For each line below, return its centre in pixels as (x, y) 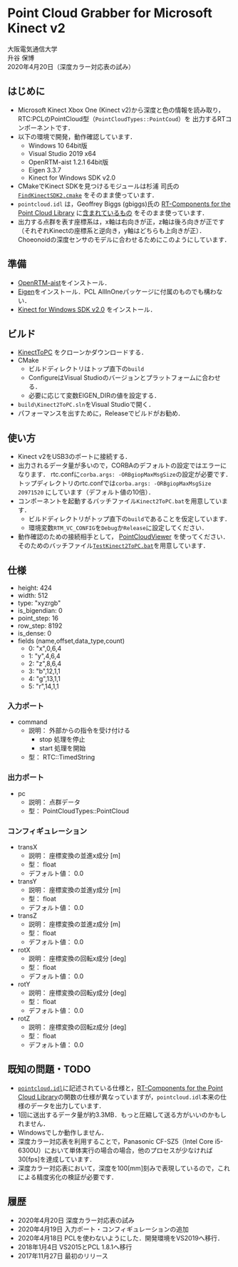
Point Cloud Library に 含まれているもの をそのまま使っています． (113, 212)
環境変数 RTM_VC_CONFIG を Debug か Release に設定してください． (118, 528)
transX (27, 847)
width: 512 (33, 595)
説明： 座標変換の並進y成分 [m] (74, 889)
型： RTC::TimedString (62, 757)
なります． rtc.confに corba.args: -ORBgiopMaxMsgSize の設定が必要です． (125, 475)
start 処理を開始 (62, 748)
